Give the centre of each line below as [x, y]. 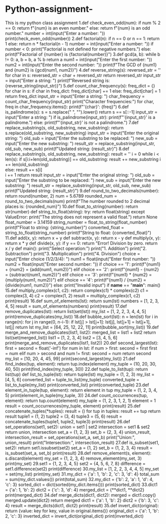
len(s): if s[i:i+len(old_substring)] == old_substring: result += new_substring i [83, 159]
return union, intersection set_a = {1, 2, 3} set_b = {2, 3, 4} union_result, [78, 432]
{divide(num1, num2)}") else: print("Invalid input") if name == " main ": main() [83, 285]
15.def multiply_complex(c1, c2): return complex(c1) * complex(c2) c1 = [77, 290]
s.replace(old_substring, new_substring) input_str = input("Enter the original [82, 133]
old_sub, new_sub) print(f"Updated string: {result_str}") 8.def [67, 149]
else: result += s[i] [24, 169]
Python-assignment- [49, 9]
